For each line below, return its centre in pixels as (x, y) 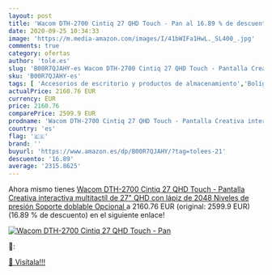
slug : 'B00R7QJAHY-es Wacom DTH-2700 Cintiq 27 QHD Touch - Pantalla (128, 69)
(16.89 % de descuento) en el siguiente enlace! (87, 215)
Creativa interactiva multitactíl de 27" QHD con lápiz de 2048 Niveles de (129, 198)
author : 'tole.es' (39, 61)
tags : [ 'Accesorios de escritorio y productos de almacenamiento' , (126, 83)
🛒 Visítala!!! (27, 262)
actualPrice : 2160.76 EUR (52, 91)
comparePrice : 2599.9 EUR (52, 114)
